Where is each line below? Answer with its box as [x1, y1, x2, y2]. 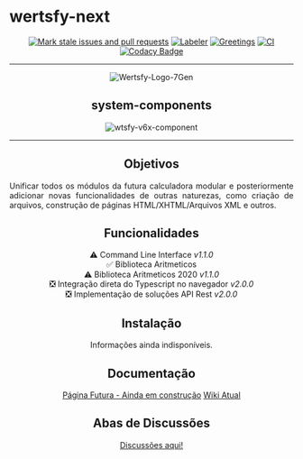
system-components [91, 97, 212, 114]
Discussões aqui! [120, 439, 183, 450]
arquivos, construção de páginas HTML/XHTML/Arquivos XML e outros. [9, 199, 277, 210]
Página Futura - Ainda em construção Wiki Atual [62, 390, 241, 400]
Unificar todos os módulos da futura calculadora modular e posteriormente [9, 180, 294, 191]
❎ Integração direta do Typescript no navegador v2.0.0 [49, 279, 254, 289]
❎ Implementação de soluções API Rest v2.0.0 [65, 289, 238, 299]
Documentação [107, 365, 196, 381]
